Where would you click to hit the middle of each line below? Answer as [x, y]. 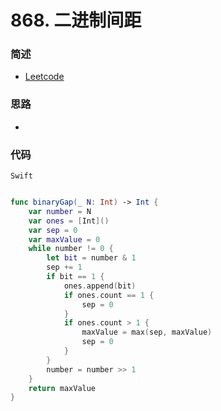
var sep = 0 [53, 230]
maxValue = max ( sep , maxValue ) [147, 332]
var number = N [60, 211]
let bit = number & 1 [91, 258]
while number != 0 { [71, 249]
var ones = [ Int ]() [69, 221]
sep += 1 [64, 267]
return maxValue [62, 388]
